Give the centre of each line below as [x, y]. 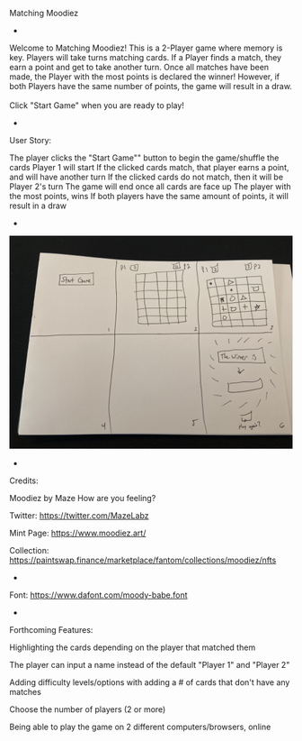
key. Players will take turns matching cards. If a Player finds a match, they [145, 57]
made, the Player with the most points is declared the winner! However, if [145, 77]
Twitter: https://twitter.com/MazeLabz [79, 516]
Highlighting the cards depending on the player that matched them [133, 647]
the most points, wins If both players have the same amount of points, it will [149, 196]
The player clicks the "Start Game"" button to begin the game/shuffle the [144, 158]
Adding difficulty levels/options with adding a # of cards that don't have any [150, 682]
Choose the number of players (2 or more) [88, 709]
